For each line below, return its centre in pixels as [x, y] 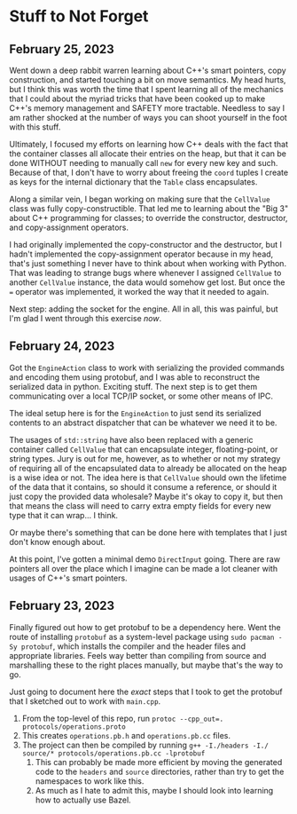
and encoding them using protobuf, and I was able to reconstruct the [134, 377]
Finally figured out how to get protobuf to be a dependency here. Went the [145, 627]
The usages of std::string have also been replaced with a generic [132, 439]
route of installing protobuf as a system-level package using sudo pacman [142, 636]
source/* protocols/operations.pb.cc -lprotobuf [113, 753]
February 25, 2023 [62, 49]
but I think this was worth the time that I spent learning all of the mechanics [146, 89]
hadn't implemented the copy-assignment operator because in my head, [141, 254]
